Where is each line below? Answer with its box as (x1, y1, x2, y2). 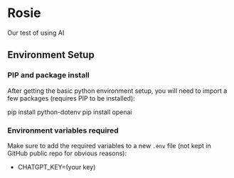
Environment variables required (7, 126, 119, 135)
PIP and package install (7, 70, 90, 80)
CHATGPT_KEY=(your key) (17, 162, 96, 171)
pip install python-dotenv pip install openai (7, 108, 132, 116)
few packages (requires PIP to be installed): (7, 94, 135, 102)
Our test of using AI (7, 28, 65, 37)
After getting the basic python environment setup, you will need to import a (7, 87, 228, 95)
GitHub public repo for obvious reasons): (7, 149, 127, 157)
